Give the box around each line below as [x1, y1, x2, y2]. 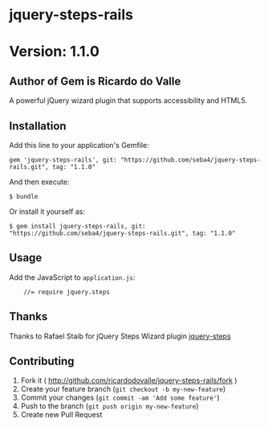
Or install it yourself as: [9, 207, 85, 216]
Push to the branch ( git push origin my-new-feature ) [20, 401, 199, 411]
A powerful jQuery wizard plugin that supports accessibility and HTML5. [9, 96, 248, 105]
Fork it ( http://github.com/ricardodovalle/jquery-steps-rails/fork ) [20, 376, 238, 385]
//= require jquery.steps [23, 288, 111, 296]
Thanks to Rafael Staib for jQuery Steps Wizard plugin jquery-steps [9, 331, 231, 341]
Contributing [9, 355, 75, 368]
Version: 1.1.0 [9, 43, 99, 61]
